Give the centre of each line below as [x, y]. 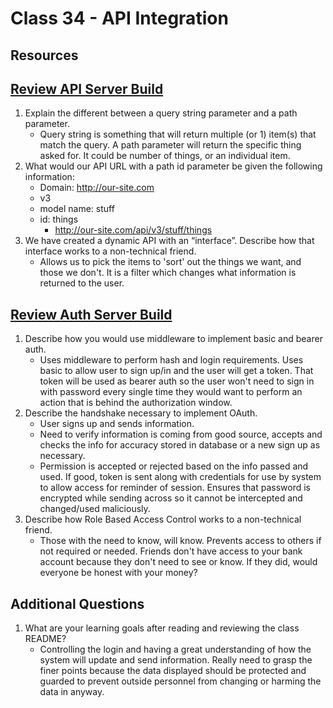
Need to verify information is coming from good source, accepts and [181, 434]
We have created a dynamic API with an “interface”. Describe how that [169, 241]
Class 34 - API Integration [119, 18]
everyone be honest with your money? [118, 573]
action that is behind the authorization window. [136, 403]
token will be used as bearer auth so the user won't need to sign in [177, 381]
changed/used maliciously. [95, 509]
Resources [44, 55]
